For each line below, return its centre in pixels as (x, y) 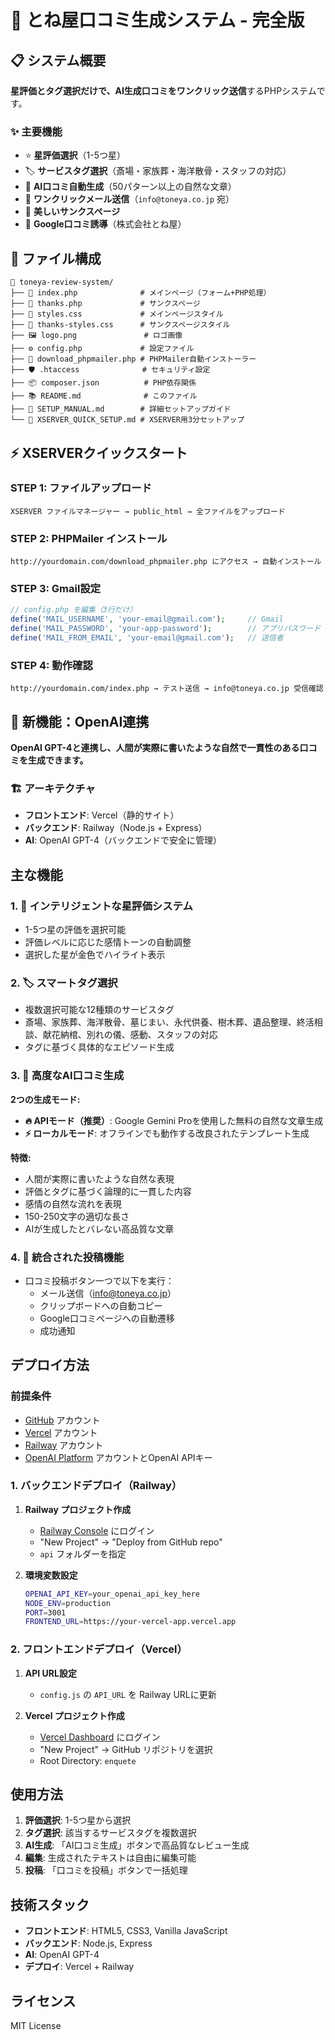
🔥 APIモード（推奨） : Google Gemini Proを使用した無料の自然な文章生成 (174, 1120)
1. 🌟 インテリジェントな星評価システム (101, 906)
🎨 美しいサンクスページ (72, 212)
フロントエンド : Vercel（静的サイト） (102, 815)
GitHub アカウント (62, 1420)
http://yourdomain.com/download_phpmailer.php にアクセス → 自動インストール (166, 562)
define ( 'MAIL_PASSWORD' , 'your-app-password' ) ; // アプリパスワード (166, 629)
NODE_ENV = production (67, 1603)
